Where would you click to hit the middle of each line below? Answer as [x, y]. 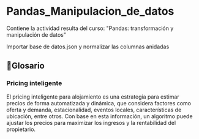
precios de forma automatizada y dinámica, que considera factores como [99, 103]
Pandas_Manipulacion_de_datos [90, 11]
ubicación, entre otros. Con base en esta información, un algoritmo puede [99, 116]
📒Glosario [25, 66]
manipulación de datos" [36, 34]
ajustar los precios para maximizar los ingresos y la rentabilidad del [91, 122]
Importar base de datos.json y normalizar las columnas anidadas [88, 47]
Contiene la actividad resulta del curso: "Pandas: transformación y [90, 28]
